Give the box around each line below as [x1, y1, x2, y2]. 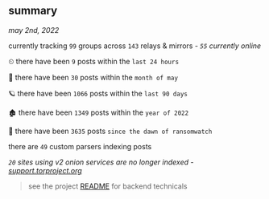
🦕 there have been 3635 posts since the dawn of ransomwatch [8, 126, 213, 136]
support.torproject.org [8, 165, 82, 175]
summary [8, 4, 58, 18]
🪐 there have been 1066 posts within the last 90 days [8, 88, 188, 98]
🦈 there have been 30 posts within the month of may [8, 72, 179, 82]
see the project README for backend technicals [27, 181, 188, 191]
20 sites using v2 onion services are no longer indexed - [8, 157, 194, 167]
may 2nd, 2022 [8, 25, 60, 35]
